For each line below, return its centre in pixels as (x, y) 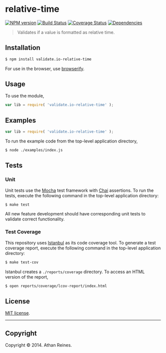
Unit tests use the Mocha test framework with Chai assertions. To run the (80, 190)
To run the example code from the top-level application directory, (71, 141)
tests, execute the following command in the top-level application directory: (82, 195)
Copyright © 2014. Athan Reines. (39, 345)
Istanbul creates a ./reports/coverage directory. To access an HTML (75, 272)
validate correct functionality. (35, 219)
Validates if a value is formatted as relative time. (66, 32)
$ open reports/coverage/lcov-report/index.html (56, 286)
